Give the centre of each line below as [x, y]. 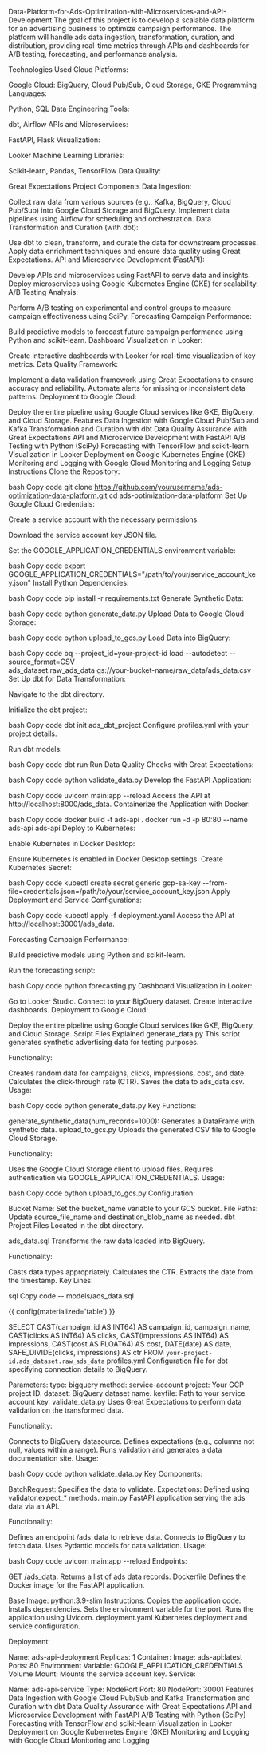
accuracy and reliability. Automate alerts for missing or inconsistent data [127, 388]
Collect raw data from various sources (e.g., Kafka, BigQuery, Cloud [120, 202]
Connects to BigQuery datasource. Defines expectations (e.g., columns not [132, 1441]
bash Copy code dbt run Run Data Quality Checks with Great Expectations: [131, 765]
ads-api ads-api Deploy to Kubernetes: [72, 828]
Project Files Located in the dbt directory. [76, 1225]
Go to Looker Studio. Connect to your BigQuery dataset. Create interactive [130, 1001]
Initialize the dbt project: [48, 710]
